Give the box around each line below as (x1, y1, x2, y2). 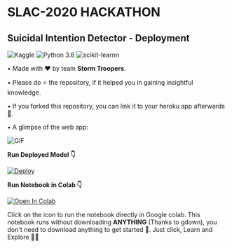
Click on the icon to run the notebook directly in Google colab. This (7, 211, 201, 219)
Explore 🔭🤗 (7, 233, 39, 241)
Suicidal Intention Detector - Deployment (7, 32, 190, 44)
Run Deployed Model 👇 (7, 151, 76, 158)
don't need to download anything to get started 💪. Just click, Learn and (7, 226, 213, 233)
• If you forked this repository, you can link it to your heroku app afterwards (7, 102, 226, 110)
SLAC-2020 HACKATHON (7, 4, 161, 20)
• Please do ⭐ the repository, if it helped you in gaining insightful (7, 78, 193, 86)
